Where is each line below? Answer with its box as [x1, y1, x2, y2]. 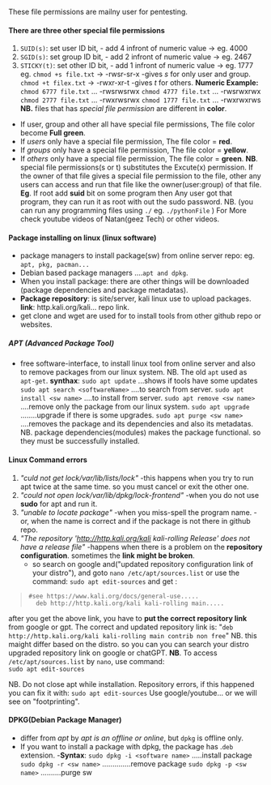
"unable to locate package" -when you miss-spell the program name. [19, 507, 252, 517]
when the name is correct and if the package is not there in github [31, 516, 251, 525]
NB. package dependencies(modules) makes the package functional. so [19, 427, 261, 437]
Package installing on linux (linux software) [8, 233, 157, 242]
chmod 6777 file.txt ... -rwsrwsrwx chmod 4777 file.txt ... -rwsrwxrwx [19, 87, 261, 97]
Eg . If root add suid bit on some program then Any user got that [19, 188, 233, 198]
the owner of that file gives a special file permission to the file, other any [19, 171, 261, 181]
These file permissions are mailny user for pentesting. [8, 7, 188, 16]
